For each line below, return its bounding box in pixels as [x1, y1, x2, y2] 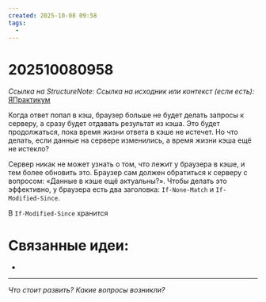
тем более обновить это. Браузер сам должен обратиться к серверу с [8, 168, 248, 178]
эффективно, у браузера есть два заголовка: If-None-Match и [8, 185, 215, 194]
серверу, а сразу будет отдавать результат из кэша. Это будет [8, 119, 220, 128]
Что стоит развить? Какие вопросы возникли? [8, 285, 165, 295]
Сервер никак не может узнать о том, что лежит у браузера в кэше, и [8, 159, 245, 169]
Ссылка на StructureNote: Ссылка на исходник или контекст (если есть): [8, 86, 255, 96]
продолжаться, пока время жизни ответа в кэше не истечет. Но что [8, 128, 239, 137]
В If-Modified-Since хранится [8, 208, 108, 218]
